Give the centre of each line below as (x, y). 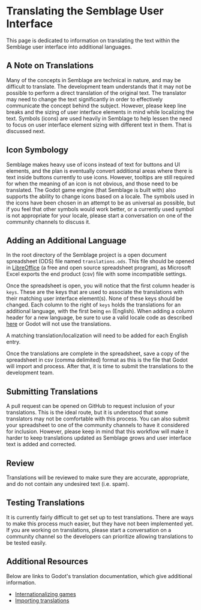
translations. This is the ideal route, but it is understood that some (87, 413)
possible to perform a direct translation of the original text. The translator (96, 93)
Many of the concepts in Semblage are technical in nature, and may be (94, 80)
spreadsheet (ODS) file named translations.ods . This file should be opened (100, 262)
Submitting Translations (52, 391)
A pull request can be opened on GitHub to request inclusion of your (91, 406)
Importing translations (42, 600)
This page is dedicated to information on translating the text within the (93, 40)
